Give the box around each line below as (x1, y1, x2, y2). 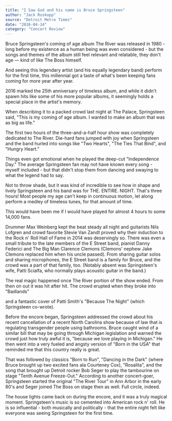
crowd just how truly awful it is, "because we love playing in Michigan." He (5, 336, 163, 342)
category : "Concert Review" (5, 27, 66, 32)
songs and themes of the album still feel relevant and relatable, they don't (5, 52, 161, 58)
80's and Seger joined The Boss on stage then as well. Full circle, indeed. (5, 384, 161, 390)
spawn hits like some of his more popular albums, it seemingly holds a (5, 93, 154, 100)
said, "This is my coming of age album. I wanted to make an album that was (5, 114, 165, 121)
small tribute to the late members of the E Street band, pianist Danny (5, 240, 150, 246)
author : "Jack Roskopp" (5, 12, 56, 17)
